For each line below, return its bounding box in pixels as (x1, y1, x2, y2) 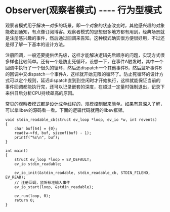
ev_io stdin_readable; (14, 161, 62, 166)
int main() (5, 148, 28, 153)
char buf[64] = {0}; (14, 126, 58, 131)
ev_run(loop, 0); (14, 193, 51, 198)
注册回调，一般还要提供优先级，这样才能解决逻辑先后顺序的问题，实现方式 (5, 52, 160, 58)
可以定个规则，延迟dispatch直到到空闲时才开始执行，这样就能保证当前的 (9, 77, 161, 83)
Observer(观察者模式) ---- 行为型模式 (5, 5, 162, 16)
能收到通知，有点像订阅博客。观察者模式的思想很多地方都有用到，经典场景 (5, 28, 160, 34)
